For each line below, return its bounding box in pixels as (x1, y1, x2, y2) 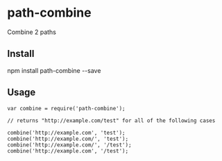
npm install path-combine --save (7, 66, 101, 74)
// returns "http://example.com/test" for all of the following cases (7, 117, 216, 124)
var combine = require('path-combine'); (7, 105, 126, 112)
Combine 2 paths (7, 28, 57, 36)
